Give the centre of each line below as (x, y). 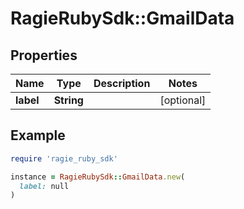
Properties (44, 55)
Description (122, 83)
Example (38, 135)
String (68, 100)
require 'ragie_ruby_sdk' (64, 158)
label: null (44, 186)
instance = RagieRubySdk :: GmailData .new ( (98, 177)
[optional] (183, 100)
